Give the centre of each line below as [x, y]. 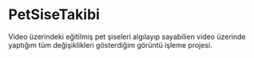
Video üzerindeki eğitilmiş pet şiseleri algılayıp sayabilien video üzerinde [127, 37]
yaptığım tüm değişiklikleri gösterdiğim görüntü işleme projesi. [111, 44]
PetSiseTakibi [54, 15]
